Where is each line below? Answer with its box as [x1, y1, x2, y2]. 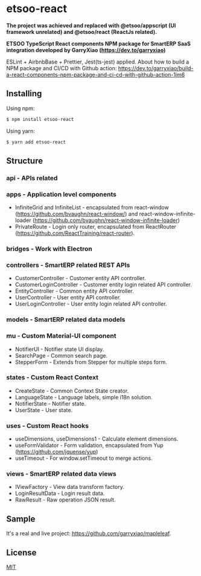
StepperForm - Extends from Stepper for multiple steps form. [14, 358, 167, 365]
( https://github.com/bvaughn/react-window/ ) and [14, 211, 138, 218]
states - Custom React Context [6, 373, 98, 382]
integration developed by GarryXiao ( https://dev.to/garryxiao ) [6, 46, 166, 53]
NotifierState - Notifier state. [14, 400, 86, 407]
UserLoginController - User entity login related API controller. [14, 300, 167, 307]
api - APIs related [6, 174, 58, 182]
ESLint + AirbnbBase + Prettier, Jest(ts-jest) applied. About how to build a [6, 58, 190, 65]
